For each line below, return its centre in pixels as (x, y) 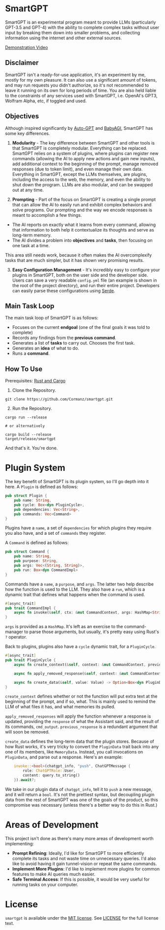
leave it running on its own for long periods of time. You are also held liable (81, 90)
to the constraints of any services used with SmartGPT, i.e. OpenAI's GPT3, (82, 95)
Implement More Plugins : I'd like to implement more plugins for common (86, 869)
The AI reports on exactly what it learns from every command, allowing (84, 225)
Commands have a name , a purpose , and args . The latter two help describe (79, 584)
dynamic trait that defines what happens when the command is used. (75, 594)
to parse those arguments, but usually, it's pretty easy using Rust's (92, 632)
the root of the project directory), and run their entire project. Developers (86, 285)
